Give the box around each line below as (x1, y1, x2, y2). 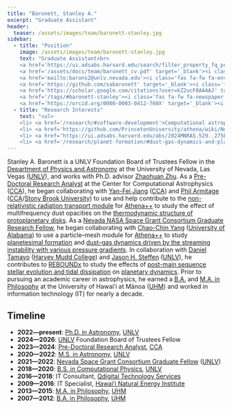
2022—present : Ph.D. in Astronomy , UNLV (17, 327, 139, 336)
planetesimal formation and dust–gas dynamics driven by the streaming (7, 238, 211, 247)
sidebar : (7, 36, 32, 43)
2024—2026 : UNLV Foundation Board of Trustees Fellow (17, 335, 181, 343)
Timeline (7, 310, 46, 321)
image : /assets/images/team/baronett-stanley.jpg (19, 49, 166, 56)
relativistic (7, 202, 37, 210)
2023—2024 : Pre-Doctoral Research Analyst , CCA (17, 343, 163, 351)
